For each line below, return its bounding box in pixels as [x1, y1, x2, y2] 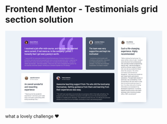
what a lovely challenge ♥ [5, 113, 59, 120]
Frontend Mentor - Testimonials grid [5, 3, 158, 15]
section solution [5, 14, 74, 25]
